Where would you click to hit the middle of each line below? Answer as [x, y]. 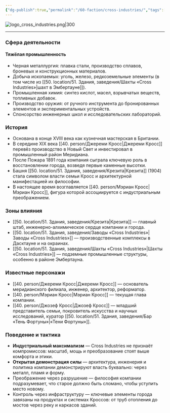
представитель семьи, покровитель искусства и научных [75, 311]
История [16, 127]
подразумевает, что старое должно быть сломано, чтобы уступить [85, 383]
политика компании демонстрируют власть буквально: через [79, 367]
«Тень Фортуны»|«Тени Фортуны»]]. [52, 321]
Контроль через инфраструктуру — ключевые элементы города [82, 394]
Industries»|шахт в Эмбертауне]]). [49, 87]
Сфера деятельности [33, 42]
